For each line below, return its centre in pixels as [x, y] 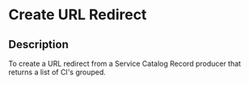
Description [38, 45]
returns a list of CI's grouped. [57, 72]
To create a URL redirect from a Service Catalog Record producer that [124, 63]
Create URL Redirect [78, 15]
